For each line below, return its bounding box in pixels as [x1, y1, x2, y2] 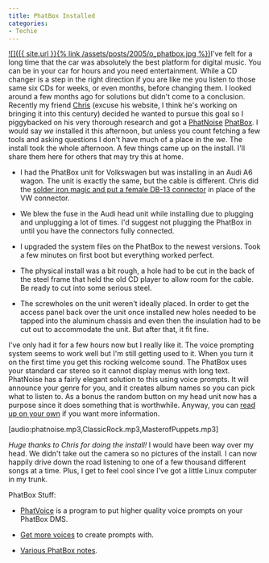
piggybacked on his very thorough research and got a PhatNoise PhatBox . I [8, 118, 259, 128]
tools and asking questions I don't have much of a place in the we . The [8, 135, 243, 145]
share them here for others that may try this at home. [8, 152, 184, 162]
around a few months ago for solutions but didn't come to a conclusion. [8, 92, 246, 102]
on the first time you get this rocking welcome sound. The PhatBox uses [8, 357, 247, 368]
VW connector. [19, 193, 70, 203]
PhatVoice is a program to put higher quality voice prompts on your [19, 506, 243, 515]
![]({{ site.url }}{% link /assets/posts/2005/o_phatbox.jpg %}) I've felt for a [8, 49, 253, 59]
